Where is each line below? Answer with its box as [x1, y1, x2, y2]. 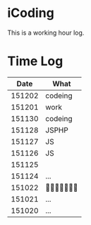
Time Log [7, 53, 63, 69]
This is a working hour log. [7, 28, 85, 37]
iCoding [7, 5, 54, 21]
